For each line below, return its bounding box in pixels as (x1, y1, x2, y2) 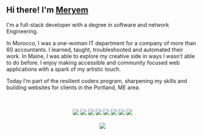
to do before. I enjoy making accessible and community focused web (6, 59, 180, 66)
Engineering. (6, 27, 38, 35)
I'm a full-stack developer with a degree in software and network (6, 21, 170, 28)
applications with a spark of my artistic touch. (6, 65, 121, 73)
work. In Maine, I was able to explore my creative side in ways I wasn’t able (6, 52, 195, 60)
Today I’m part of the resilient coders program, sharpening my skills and (6, 77, 187, 84)
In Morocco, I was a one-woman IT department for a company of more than (6, 39, 197, 46)
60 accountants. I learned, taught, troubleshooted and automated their (6, 46, 184, 53)
